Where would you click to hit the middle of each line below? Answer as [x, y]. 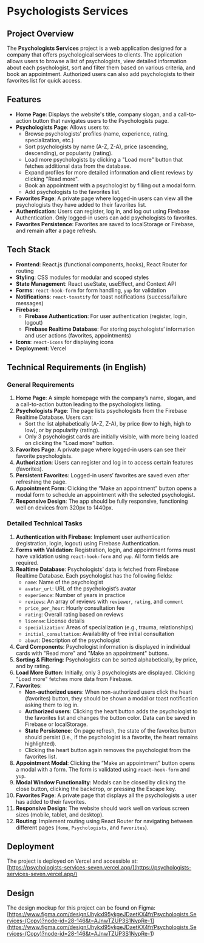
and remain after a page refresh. [56, 230]
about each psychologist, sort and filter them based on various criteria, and [101, 67]
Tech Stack [29, 250]
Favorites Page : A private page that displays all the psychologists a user [106, 795]
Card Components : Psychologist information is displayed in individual [103, 646]
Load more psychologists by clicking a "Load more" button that [104, 159]
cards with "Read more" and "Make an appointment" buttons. [92, 653]
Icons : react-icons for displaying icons [65, 342]
